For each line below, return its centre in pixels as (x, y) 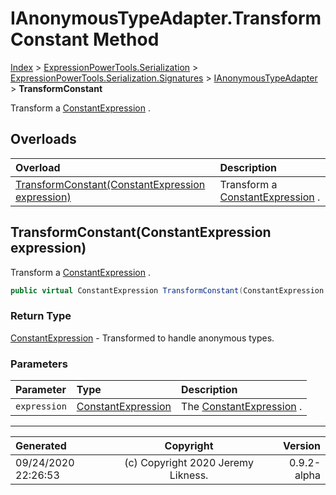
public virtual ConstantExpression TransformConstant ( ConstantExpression (167, 290)
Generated (41, 446)
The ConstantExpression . (242, 407)
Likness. (189, 475)
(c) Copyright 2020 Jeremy (189, 463)
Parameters (39, 364)
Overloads (43, 139)
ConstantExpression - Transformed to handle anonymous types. (142, 338)
